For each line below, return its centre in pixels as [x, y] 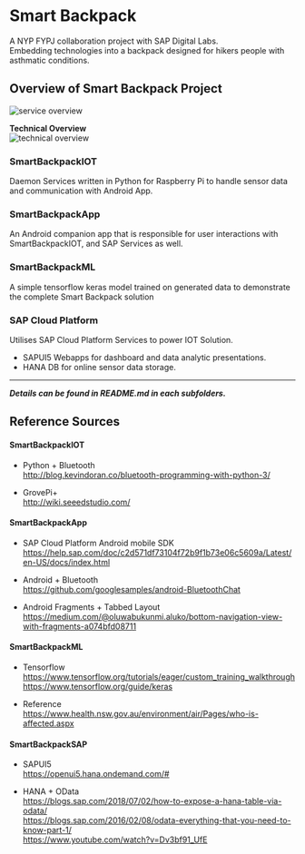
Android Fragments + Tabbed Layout [91, 607]
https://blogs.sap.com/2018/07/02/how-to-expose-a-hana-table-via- [152, 801]
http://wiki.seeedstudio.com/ [76, 502]
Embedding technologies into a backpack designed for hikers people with [147, 50]
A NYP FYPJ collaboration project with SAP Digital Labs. [114, 41]
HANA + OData [51, 791]
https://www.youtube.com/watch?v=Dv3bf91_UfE [115, 839]
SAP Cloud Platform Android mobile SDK [98, 543]
